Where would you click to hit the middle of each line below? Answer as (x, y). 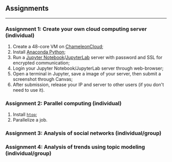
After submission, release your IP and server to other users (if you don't (88, 85)
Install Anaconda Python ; (39, 52)
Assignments (27, 8)
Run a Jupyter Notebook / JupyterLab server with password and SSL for (88, 57)
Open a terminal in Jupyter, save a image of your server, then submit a (87, 74)
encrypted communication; (41, 63)
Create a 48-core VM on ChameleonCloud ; (58, 47)
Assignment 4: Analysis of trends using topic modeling (75, 147)
